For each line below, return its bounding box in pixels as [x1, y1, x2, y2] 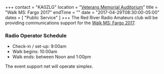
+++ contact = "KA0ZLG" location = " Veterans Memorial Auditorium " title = [5, 4, 158, 10]
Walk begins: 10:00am [12, 49, 58, 55]
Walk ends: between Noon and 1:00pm [12, 54, 91, 60]
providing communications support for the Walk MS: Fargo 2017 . [5, 20, 136, 26]
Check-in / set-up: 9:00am [12, 43, 67, 49]
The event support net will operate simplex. [5, 64, 93, 70]
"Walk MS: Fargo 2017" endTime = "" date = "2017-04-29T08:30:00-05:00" [5, 9, 160, 15]
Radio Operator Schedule [5, 32, 67, 39]
